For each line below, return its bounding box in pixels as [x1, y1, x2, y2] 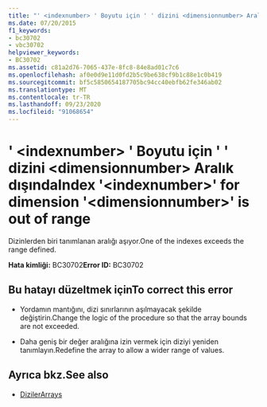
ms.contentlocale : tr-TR [8, 93, 91, 101]
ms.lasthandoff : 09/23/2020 [8, 100, 102, 108]
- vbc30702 [8, 41, 44, 49]
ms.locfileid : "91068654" [8, 108, 94, 116]
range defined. [8, 245, 57, 254]
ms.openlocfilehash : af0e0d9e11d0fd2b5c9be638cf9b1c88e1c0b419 [8, 71, 222, 79]
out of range [8, 210, 91, 228]
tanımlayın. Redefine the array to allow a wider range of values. [19, 345, 225, 354]
